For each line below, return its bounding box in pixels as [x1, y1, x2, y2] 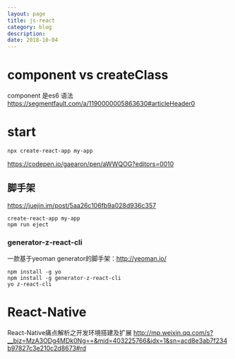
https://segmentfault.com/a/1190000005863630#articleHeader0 [7, 100, 195, 108]
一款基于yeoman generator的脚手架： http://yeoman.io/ [7, 254, 167, 263]
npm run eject [7, 220, 49, 228]
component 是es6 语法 [7, 91, 74, 100]
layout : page [7, 10, 46, 18]
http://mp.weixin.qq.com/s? [133, 329, 214, 337]
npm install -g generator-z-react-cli [7, 275, 121, 282]
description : [7, 30, 46, 37]
